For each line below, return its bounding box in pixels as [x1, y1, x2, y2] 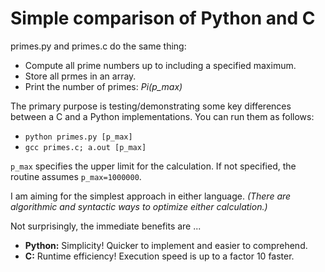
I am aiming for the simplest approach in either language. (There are [10, 190, 292, 202]
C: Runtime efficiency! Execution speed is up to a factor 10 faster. [24, 250, 295, 262]
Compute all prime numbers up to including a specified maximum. [24, 59, 297, 71]
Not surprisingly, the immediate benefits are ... [10, 220, 202, 232]
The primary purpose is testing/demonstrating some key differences [10, 100, 292, 112]
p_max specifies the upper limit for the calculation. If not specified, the [10, 160, 297, 172]
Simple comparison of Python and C [10, 7, 316, 30]
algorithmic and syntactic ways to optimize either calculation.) [10, 200, 268, 212]
